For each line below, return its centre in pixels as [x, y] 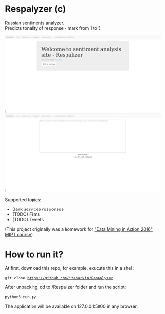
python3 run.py [21, 297]
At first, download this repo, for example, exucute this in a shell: [70, 268]
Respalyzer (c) [35, 9]
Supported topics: [23, 200]
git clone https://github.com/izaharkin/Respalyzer [59, 278]
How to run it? [34, 254]
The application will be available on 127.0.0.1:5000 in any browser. [72, 306]
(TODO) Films [26, 214]
